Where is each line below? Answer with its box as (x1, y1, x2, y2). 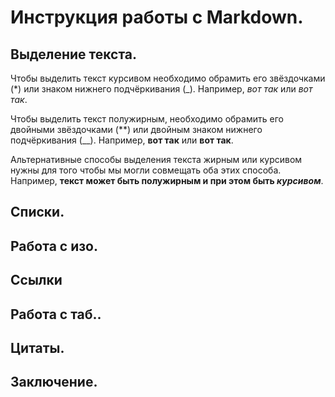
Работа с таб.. (10, 306, 102, 323)
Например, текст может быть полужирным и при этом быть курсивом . (10, 175, 324, 186)
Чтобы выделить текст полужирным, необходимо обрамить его (10, 113, 284, 125)
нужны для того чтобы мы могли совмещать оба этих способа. (10, 164, 282, 176)
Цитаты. (10, 339, 65, 356)
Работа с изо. (10, 237, 98, 255)
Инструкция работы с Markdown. (10, 6, 304, 29)
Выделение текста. (10, 46, 138, 63)
